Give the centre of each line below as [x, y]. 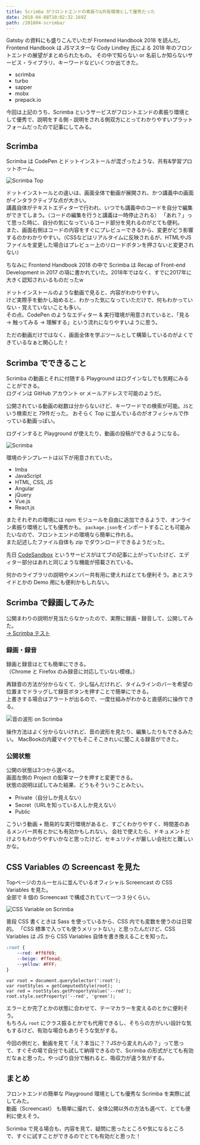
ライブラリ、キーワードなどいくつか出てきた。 [84, 62]
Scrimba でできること [46, 363]
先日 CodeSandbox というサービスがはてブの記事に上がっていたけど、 [93, 555]
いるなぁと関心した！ [43, 342]
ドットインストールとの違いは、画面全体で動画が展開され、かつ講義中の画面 [100, 193]
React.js [25, 507]
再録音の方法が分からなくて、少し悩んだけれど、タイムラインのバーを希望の [100, 684]
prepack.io [28, 100]
